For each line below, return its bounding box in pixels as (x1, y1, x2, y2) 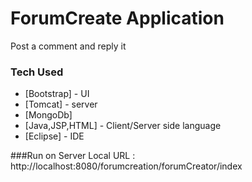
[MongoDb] (24, 109, 73, 121)
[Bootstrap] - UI (24, 88, 90, 100)
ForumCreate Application (10, 7, 225, 30)
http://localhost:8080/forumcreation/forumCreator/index (10, 160, 243, 172)
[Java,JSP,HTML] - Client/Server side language (24, 120, 222, 132)
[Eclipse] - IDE (24, 130, 85, 142)
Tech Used (10, 65, 64, 79)
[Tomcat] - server (24, 98, 98, 111)
